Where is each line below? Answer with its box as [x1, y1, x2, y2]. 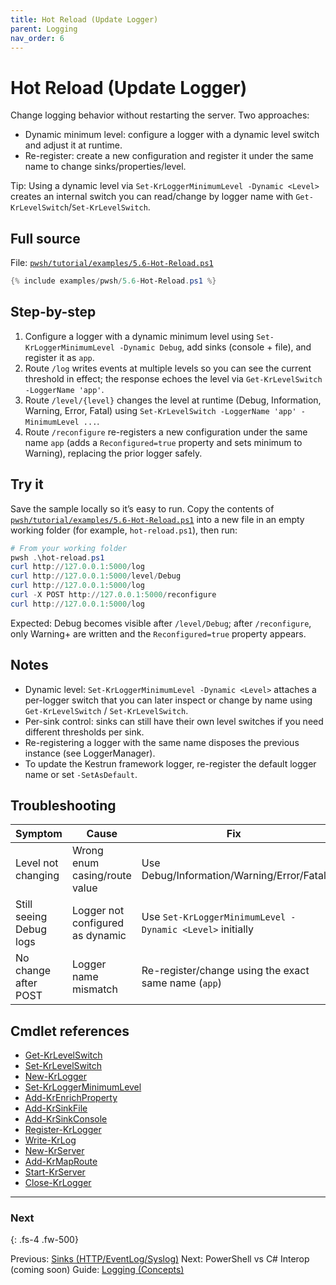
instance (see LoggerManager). [24, 747, 156, 759]
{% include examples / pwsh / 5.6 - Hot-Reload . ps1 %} [10, 276, 217, 286]
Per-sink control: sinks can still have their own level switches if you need [24, 715, 324, 727]
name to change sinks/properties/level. [24, 161, 187, 173]
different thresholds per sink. [24, 726, 145, 738]
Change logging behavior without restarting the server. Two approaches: [10, 109, 310, 121]
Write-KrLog [24, 1134, 77, 1146]
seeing [15, 910, 48, 924]
